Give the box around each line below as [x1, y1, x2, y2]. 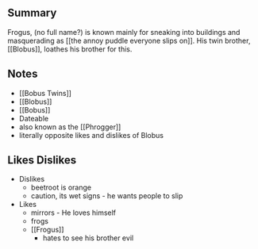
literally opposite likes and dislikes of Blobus [18, 130, 164, 140]
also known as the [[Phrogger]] [18, 122, 121, 132]
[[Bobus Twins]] [18, 88, 72, 98]
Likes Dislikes [7, 154, 77, 167]
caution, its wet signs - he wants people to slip [30, 191, 183, 201]
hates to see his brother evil [42, 233, 134, 243]
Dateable [18, 113, 49, 123]
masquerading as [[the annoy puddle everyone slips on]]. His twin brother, [7, 36, 251, 45]
